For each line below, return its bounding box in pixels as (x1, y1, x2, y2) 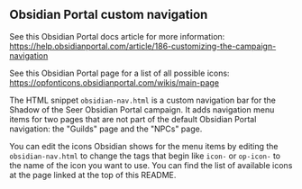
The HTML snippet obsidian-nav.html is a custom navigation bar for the (9, 94, 277, 105)
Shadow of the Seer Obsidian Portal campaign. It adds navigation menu (9, 103, 275, 115)
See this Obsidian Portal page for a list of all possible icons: (9, 67, 230, 78)
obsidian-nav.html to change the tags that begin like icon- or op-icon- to (9, 150, 281, 161)
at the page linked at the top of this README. (9, 169, 177, 180)
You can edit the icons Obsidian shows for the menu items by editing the (9, 140, 279, 151)
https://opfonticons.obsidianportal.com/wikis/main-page (9, 76, 219, 88)
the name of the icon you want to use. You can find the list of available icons (9, 159, 293, 170)
